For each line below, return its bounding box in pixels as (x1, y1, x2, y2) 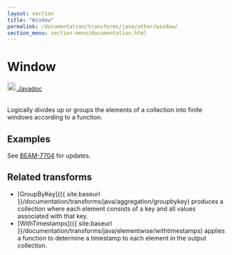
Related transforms (7, 171, 92, 183)
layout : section (7, 10, 54, 17)
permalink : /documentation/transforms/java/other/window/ (7, 23, 178, 30)
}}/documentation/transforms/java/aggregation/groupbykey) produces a (17, 197, 224, 205)
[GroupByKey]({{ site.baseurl (17, 189, 100, 198)
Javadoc (17, 84, 43, 93)
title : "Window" (7, 17, 54, 23)
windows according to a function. (7, 113, 102, 122)
